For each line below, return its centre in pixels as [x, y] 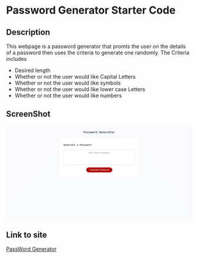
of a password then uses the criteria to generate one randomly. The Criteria [98, 53]
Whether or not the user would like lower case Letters [80, 89]
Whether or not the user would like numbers [68, 96]
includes [17, 59]
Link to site [27, 235]
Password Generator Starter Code [91, 10]
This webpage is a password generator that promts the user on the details [96, 46]
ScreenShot [28, 114]
